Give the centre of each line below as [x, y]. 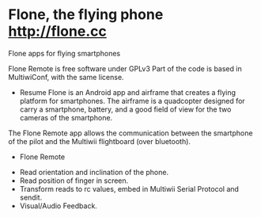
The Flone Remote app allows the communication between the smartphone [130, 133]
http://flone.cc [57, 31]
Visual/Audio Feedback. [58, 206]
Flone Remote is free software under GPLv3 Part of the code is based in [125, 68]
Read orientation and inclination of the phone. [94, 172]
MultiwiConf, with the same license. [66, 77]
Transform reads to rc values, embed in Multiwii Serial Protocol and [129, 188]
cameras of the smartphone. [66, 117]
